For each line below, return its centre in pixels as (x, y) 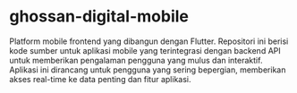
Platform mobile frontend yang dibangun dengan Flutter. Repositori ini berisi (149, 41)
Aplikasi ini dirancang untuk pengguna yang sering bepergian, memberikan (148, 70)
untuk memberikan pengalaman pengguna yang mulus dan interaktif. (136, 60)
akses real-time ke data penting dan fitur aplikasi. (100, 79)
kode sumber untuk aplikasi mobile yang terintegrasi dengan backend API (145, 50)
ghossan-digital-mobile (99, 17)
